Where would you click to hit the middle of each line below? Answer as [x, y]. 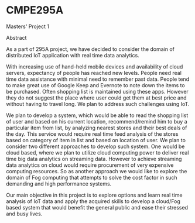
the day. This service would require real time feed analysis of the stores [92, 134]
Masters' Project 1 [28, 26]
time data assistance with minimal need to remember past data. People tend [97, 79]
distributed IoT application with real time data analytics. [73, 55]
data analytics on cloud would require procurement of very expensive [90, 165]
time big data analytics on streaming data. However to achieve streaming [94, 159]
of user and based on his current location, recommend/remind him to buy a [97, 121]
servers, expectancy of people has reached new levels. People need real [94, 73]
